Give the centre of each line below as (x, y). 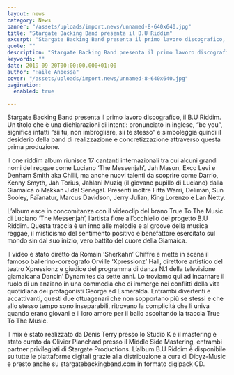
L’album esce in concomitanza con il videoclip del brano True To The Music (115, 211)
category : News (29, 20)
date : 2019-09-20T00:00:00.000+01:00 (62, 66)
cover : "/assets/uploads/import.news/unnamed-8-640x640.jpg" (98, 78)
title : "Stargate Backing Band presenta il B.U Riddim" (90, 33)
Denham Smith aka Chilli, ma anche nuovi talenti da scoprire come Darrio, (113, 176)
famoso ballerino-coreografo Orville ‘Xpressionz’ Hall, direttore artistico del (115, 261)
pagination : (24, 85)
